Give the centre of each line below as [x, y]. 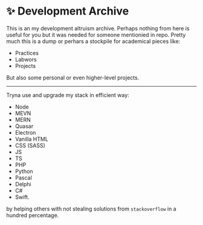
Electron [25, 132]
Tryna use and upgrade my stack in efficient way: [68, 95]
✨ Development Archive [68, 11]
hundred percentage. [33, 215]
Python [24, 171]
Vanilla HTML [31, 139]
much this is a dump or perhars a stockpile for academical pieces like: [93, 41]
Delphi [23, 184]
